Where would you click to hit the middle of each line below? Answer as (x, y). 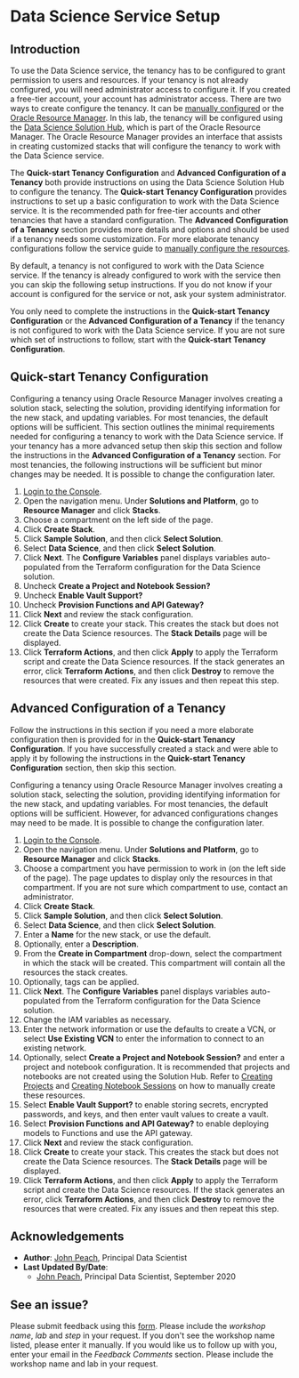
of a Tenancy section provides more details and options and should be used (150, 230)
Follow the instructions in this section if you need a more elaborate (132, 729)
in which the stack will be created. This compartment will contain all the (154, 963)
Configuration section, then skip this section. (93, 768)
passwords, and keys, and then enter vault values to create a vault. (146, 1114)
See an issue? (49, 1305)
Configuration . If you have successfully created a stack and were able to (144, 748)
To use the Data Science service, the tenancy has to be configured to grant (148, 70)
